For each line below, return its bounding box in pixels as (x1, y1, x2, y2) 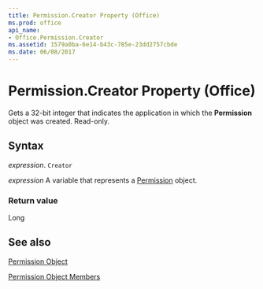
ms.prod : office (8, 19, 61, 27)
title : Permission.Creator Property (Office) (8, 11, 160, 20)
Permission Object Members (8, 272, 101, 281)
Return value (8, 195, 58, 206)
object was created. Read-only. (8, 116, 110, 126)
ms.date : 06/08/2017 (8, 48, 76, 56)
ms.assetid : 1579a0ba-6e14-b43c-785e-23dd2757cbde (8, 41, 178, 49)
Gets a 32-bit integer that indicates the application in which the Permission (8, 108, 252, 117)
